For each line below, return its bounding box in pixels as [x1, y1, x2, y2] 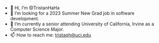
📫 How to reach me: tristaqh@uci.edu [10, 32, 91, 38]
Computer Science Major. [10, 26, 64, 32]
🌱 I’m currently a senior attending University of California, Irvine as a [10, 21, 154, 27]
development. [10, 16, 39, 21]
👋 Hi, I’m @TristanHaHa [10, 5, 60, 11]
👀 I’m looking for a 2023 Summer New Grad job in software [10, 10, 134, 16]
